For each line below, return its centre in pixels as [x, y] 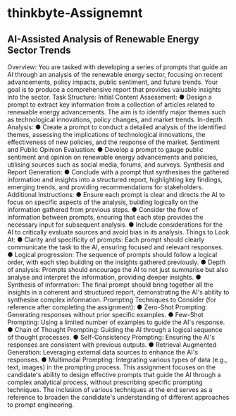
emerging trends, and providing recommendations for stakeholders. [106, 187]
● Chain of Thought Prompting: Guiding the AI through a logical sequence [115, 329]
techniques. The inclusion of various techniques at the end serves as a [110, 390]
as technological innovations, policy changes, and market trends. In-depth [115, 119]
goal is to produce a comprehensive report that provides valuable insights [114, 89]
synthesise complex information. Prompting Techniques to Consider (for [112, 299]
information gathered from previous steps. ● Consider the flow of [103, 209]
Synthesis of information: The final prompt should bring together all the [110, 285]
